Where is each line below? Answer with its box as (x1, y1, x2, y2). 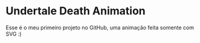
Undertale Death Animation (5, 4, 146, 18)
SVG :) (5, 30, 22, 37)
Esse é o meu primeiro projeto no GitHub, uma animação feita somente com (5, 24, 195, 31)
